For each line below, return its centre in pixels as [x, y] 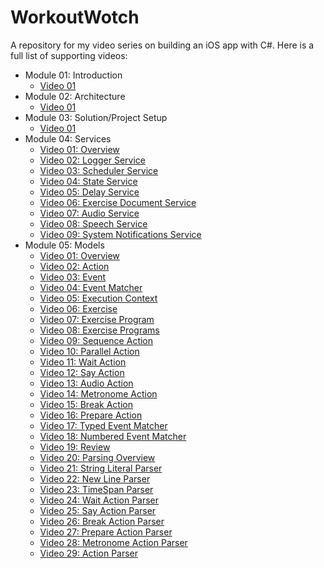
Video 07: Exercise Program [97, 319]
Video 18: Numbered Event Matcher [113, 436]
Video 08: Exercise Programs [99, 330]
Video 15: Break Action [86, 404]
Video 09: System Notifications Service [120, 234]
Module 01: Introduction [73, 75]
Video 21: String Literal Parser [101, 468]
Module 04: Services [68, 138]
